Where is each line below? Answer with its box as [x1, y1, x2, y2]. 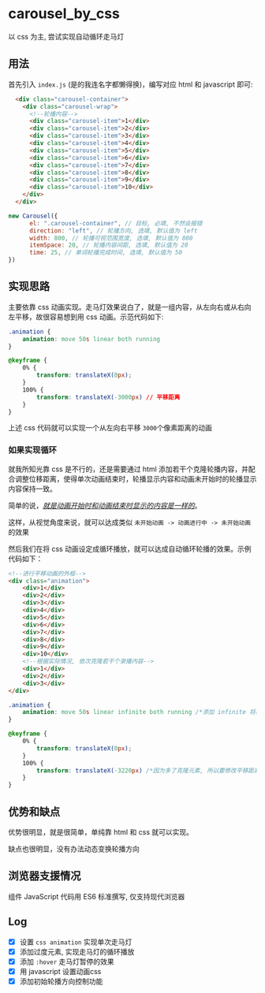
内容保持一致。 [8, 484, 57, 493]
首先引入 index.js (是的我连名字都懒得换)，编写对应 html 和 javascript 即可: [8, 80, 253, 89]
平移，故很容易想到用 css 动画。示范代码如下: [14, 312, 164, 322]
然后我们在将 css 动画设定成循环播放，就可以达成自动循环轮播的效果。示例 [8, 544, 252, 553]
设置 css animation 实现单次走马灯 [19, 937, 132, 947]
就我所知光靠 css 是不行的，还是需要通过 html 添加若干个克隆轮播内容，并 [8, 464, 249, 474]
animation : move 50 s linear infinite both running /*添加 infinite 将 [22, 708, 256, 716]
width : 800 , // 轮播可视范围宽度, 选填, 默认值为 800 [28, 234, 193, 242]
